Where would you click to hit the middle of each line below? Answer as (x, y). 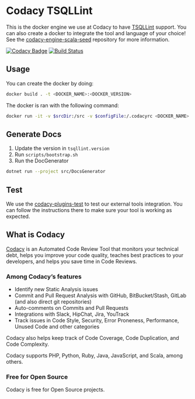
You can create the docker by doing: (50, 83)
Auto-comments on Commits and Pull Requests (71, 308)
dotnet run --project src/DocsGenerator (56, 172)
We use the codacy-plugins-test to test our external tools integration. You (94, 204)
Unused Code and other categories (57, 327)
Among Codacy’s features (44, 277)
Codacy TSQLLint (49, 11)
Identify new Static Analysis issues (56, 289)
